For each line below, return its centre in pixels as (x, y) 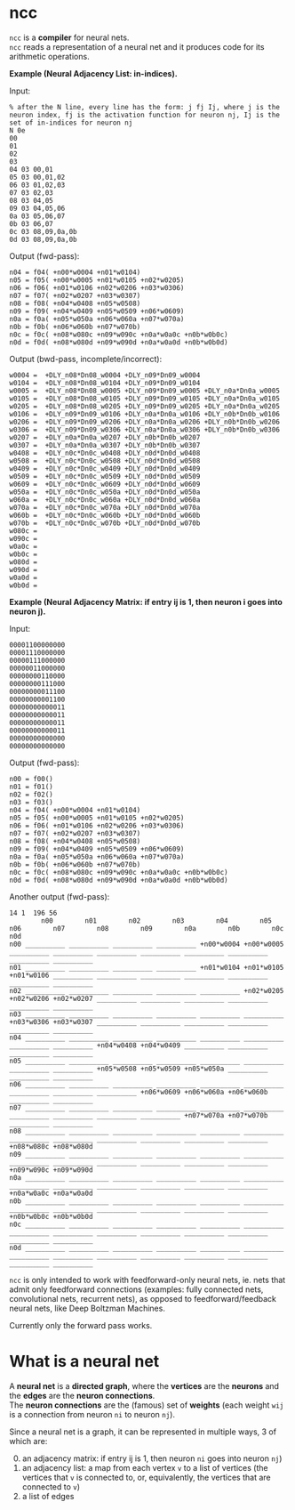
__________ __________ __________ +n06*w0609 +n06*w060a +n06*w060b (139, 1092)
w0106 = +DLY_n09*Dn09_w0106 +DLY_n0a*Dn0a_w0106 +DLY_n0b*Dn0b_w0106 (144, 414)
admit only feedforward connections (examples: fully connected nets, (136, 1289)
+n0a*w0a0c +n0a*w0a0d (51, 1193)
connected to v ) (51, 1486)
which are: (28, 1441)
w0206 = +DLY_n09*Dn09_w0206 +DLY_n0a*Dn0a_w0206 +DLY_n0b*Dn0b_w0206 (144, 422)
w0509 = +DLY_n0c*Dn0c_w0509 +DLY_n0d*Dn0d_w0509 (105, 476)
